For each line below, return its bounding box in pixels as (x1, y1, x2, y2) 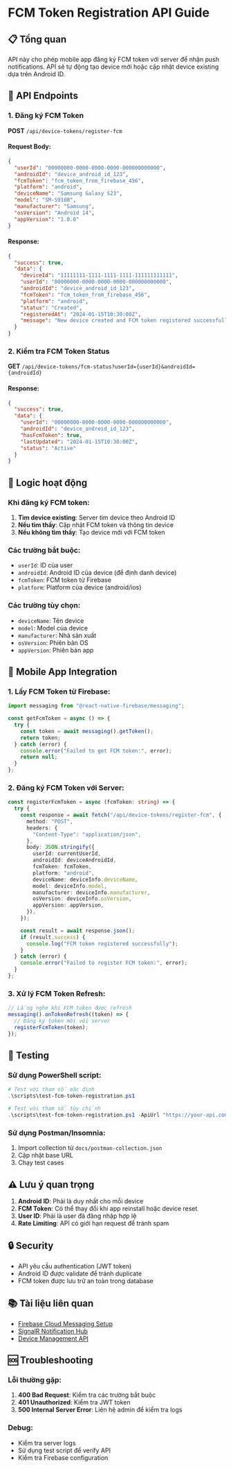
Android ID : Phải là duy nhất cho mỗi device (17, 1196, 144, 1205)
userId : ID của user (17, 561, 73, 569)
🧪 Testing (8, 1049, 50, 1062)
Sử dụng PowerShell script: (8, 1070, 102, 1080)
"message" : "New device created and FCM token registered (20, 317, 191, 324)
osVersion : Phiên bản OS (17, 638, 88, 646)
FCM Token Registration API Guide (8, 5, 210, 21)
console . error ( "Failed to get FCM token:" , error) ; (20, 747, 172, 754)
